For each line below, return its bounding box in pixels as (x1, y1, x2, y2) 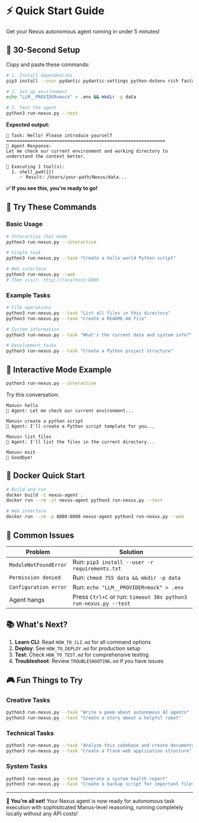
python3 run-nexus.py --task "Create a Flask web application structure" (6, 748, 192, 754)
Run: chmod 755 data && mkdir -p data (72, 573, 181, 582)
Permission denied (9, 574, 61, 581)
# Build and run (6, 486, 46, 493)
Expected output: (6, 121, 50, 128)
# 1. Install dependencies (6, 72, 73, 78)
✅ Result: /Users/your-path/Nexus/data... (19, 174, 127, 180)
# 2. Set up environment (6, 89, 68, 94)
